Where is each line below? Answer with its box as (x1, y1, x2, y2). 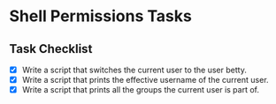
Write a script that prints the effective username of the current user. (21, 75, 269, 85)
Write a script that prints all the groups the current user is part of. (21, 85, 259, 95)
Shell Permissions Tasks (9, 6, 192, 26)
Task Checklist (9, 41, 93, 56)
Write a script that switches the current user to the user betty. (21, 64, 248, 75)
